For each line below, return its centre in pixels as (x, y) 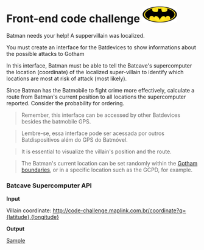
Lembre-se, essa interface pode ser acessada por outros (93, 133)
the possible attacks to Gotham (45, 54)
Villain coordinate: (29, 210)
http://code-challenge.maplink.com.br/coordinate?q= (119, 210)
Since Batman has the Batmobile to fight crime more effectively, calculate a (100, 90)
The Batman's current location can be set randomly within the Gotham (109, 163)
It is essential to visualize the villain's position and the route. (96, 151)
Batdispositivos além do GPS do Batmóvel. (74, 139)
